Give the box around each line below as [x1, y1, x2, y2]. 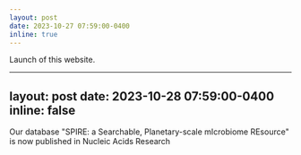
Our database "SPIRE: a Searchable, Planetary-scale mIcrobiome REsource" [9, 126, 289, 137]
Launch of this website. [9, 55, 96, 65]
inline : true [9, 30, 58, 39]
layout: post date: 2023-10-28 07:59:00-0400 [9, 89, 275, 104]
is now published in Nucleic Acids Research [9, 136, 171, 147]
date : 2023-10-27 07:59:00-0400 [9, 22, 130, 30]
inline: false [9, 102, 76, 117]
